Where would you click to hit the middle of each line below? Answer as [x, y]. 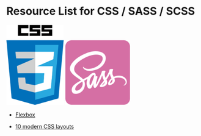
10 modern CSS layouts [45, 127]
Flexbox [25, 115]
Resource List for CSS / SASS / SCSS [101, 11]
